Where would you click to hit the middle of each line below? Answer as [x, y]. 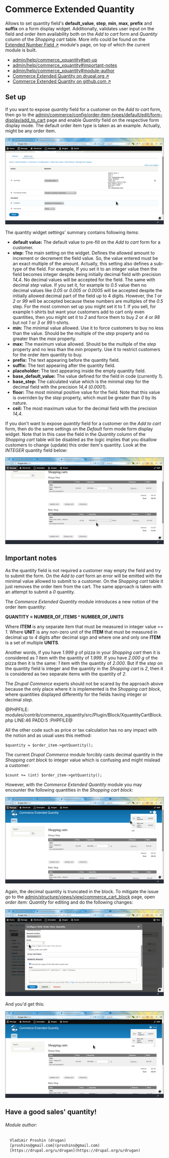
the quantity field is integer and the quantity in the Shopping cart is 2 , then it [84, 668]
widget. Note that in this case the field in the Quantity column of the [75, 434]
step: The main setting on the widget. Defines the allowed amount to [83, 253]
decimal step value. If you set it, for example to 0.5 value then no [79, 285]
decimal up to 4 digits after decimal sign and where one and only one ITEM [83, 637]
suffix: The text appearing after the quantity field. [64, 366]
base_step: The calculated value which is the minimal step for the [81, 381]
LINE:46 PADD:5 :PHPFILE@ [44, 720]
